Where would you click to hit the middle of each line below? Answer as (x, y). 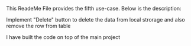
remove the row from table (38, 26)
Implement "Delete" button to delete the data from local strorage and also (96, 20)
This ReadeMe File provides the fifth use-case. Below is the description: (94, 8)
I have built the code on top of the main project (63, 37)
